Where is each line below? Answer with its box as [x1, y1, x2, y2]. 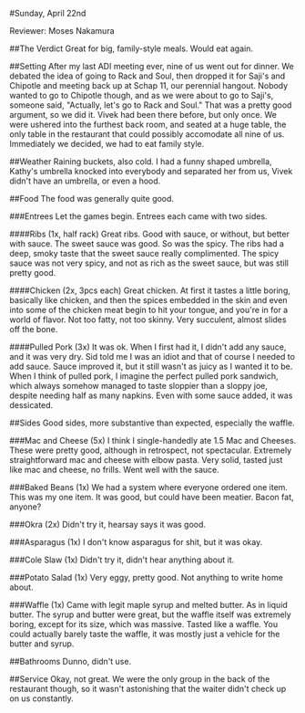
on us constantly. [9, 693, 75, 704]
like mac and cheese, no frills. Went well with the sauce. [9, 465, 220, 475]
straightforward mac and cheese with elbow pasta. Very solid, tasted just [9, 455, 283, 465]
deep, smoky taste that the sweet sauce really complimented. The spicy [9, 248, 280, 258]
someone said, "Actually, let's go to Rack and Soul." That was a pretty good [9, 100, 292, 110]
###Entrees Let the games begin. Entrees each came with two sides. [9, 211, 268, 222]
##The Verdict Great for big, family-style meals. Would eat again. [9, 43, 253, 54]
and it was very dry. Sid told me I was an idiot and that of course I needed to [9, 351, 296, 362]
